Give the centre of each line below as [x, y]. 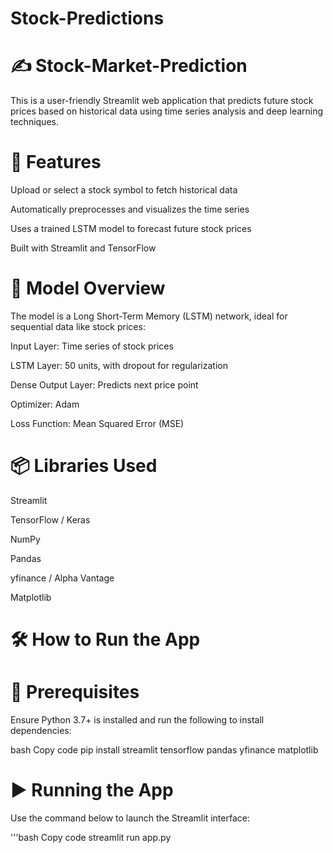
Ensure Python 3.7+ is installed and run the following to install [137, 720]
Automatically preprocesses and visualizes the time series [130, 209]
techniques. [34, 122]
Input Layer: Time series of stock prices [92, 346]
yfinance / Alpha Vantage [62, 578]
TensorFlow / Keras [50, 519]
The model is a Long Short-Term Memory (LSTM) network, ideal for [149, 316]
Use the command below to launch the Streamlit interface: [130, 818]
